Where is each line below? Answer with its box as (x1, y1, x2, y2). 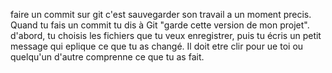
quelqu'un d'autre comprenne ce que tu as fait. (10, 51, 205, 63)
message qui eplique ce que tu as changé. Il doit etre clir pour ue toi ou (10, 40, 304, 52)
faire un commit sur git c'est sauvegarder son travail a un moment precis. (10, 9, 312, 20)
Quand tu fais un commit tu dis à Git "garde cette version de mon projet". (10, 19, 310, 31)
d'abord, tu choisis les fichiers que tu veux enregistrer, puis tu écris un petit (10, 30, 322, 41)
